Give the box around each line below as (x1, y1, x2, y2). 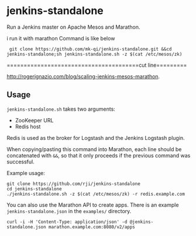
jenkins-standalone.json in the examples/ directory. (6, 207, 132, 214)
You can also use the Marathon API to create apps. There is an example (6, 201, 179, 208)
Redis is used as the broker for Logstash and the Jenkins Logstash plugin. (6, 134, 185, 141)
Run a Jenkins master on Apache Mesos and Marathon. (6, 23, 140, 30)
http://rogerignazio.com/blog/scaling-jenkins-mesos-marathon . (6, 73, 160, 80)
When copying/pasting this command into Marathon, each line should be (6, 145, 182, 153)
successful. (6, 158, 35, 165)
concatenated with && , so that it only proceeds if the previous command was (6, 152, 191, 159)
